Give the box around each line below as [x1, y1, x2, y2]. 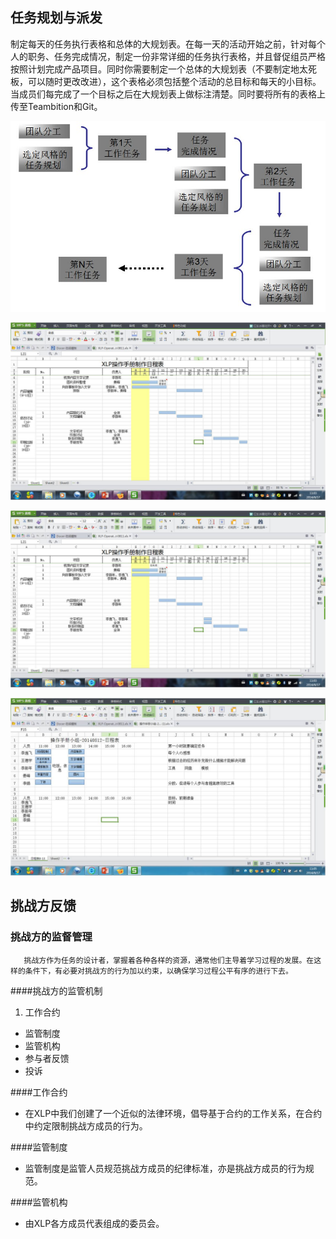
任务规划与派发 [10, 9, 103, 27]
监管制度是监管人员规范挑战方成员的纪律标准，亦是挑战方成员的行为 [24, 1162, 306, 1174]
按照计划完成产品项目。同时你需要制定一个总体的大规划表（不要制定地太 [10, 63, 308, 75]
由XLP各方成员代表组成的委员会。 [24, 1217, 165, 1229]
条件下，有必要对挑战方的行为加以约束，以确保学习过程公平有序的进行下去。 [24, 966, 293, 976]
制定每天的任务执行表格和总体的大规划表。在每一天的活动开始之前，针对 [10, 38, 308, 50]
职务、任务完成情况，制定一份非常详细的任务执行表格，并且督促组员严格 [27, 50, 326, 62]
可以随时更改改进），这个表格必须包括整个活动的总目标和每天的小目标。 [27, 75, 322, 87]
